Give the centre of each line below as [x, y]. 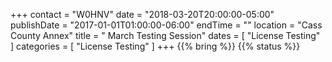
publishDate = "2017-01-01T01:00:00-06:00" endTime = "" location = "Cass [166, 25]
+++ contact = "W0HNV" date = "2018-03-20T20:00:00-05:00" [142, 14]
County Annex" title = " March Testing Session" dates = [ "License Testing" [165, 35]
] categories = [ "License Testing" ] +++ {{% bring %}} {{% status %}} [155, 46]
